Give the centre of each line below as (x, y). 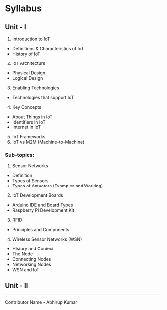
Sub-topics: (20, 155)
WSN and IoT (26, 270)
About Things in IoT (32, 117)
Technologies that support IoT (43, 97)
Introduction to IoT (31, 39)
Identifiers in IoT (29, 122)
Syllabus (24, 9)
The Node (23, 254)
